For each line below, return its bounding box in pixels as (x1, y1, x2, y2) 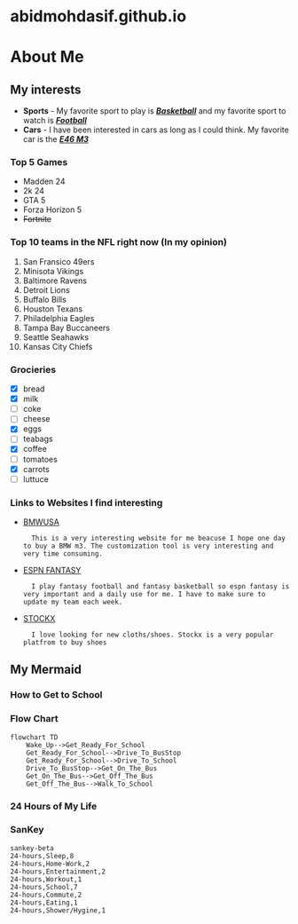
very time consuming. (22, 549, 103, 558)
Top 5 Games (10, 156, 68, 169)
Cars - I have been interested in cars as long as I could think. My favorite (22, 124, 289, 135)
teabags (22, 433, 53, 445)
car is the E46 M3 (22, 134, 90, 145)
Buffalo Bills (22, 294, 67, 304)
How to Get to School (10, 689, 103, 701)
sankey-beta (10, 843, 54, 853)
